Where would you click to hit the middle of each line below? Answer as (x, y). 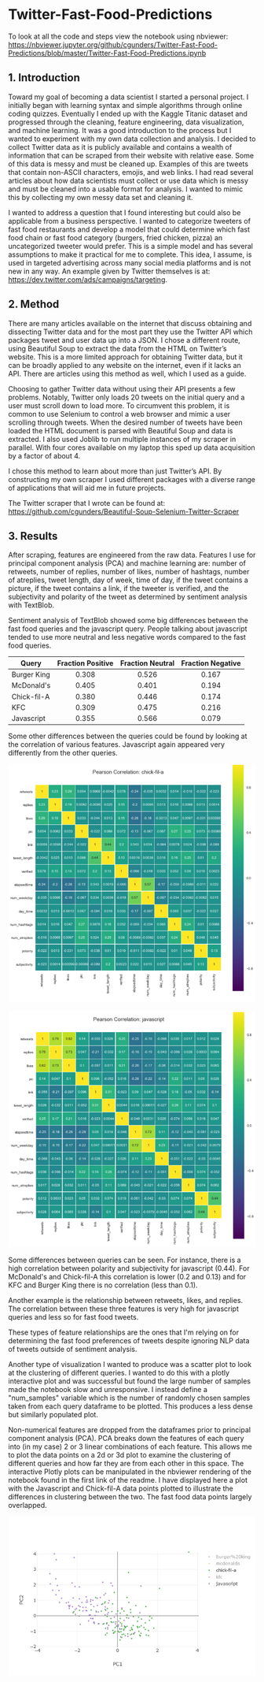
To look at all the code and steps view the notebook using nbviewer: (118, 36)
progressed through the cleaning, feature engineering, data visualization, (126, 122)
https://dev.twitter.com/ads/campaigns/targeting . (88, 279)
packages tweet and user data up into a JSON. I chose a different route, (125, 340)
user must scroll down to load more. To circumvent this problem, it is (119, 405)
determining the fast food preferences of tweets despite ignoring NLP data (129, 1340)
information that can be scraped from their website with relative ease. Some (131, 155)
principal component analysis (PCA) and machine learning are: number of (127, 563)
